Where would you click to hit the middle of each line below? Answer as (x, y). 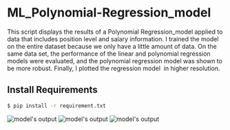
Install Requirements (52, 90)
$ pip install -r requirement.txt (57, 106)
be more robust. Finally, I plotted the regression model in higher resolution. (114, 68)
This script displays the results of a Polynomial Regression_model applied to (115, 32)
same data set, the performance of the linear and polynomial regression (109, 54)
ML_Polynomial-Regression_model (109, 13)
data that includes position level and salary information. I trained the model (113, 39)
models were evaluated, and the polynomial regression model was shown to (115, 61)
